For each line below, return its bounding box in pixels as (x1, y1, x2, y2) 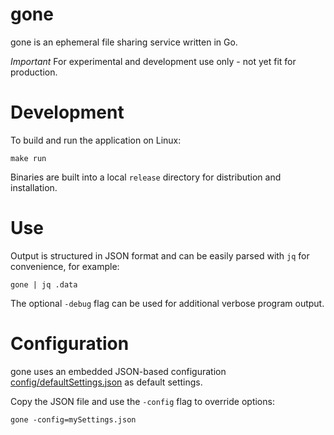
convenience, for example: (10, 260, 120, 272)
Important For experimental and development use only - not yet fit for (10, 55, 297, 67)
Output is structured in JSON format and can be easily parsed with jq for (10, 249, 310, 262)
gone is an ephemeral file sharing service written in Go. (10, 36, 238, 48)
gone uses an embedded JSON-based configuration (10, 365, 227, 377)
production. (10, 66, 58, 78)
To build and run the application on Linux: (10, 134, 182, 146)
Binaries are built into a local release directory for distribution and (10, 171, 282, 183)
